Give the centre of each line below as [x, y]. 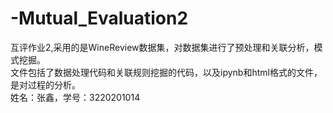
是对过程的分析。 [45, 84]
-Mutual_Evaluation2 [99, 18]
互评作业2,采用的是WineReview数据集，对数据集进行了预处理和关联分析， [162, 47]
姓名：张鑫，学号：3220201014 [75, 97]
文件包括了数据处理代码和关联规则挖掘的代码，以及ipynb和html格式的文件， [166, 72]
